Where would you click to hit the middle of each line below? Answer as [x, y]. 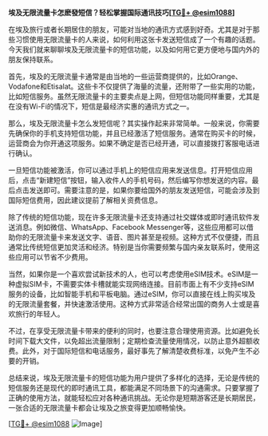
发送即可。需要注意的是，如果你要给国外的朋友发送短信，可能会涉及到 [144, 190]
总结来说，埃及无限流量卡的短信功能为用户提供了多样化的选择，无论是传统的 [134, 378]
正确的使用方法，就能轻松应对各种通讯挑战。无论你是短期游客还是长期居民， [134, 398]
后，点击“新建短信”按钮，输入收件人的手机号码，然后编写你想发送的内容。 [130, 180]
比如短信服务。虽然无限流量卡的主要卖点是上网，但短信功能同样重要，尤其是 [134, 96]
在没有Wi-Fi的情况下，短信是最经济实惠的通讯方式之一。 [101, 106]
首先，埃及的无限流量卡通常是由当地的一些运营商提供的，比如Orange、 [125, 76]
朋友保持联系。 [33, 59]
